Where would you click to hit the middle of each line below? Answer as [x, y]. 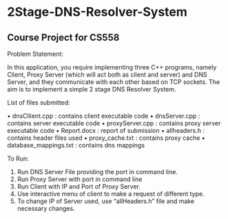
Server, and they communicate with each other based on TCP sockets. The [114, 82]
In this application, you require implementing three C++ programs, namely [112, 67]
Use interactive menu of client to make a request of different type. [111, 194]
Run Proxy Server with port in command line [80, 179]
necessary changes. [46, 208]
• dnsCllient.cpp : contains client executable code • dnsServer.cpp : [104, 116]
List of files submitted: [39, 103]
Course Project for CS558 [63, 38]
